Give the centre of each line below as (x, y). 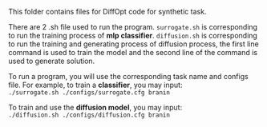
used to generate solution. (52, 61)
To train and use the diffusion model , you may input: (95, 107)
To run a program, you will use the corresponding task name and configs (128, 76)
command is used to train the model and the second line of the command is (133, 52)
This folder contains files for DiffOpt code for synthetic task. (107, 12)
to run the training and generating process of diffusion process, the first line (133, 44)
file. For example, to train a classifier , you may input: (95, 85)
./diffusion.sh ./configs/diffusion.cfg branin (89, 115)
